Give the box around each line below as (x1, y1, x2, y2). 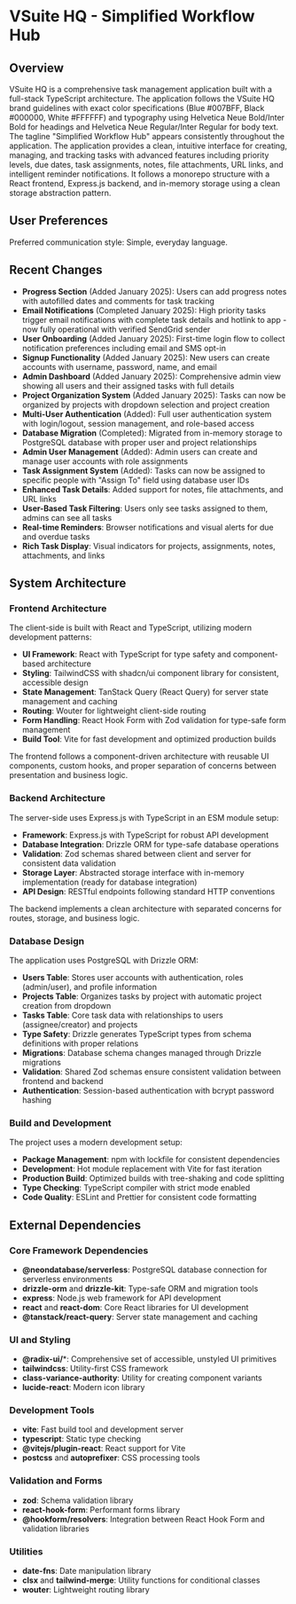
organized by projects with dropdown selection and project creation (21, 399, 270, 410)
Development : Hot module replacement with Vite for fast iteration (21, 1164, 262, 1175)
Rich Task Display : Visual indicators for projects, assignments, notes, (21, 540, 277, 551)
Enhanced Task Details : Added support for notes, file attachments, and (21, 484, 284, 494)
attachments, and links (21, 550, 105, 561)
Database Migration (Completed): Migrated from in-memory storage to (21, 428, 283, 438)
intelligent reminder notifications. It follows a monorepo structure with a (9, 169, 270, 179)
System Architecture (9, 576, 127, 591)
